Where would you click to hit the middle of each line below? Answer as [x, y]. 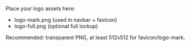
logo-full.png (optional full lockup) [56, 26]
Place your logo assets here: [40, 9]
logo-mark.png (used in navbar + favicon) [65, 20]
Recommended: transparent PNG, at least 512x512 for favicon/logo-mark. [95, 37]
